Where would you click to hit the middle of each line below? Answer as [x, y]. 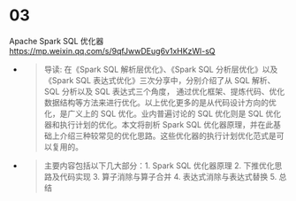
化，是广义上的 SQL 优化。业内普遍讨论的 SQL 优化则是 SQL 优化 [163, 113]
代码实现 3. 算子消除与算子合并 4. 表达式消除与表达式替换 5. [168, 176]
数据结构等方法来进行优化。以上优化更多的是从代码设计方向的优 [160, 102]
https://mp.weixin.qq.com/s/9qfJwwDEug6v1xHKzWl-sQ [112, 50]
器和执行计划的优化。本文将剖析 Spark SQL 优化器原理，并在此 [159, 124]
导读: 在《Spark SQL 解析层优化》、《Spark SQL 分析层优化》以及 [161, 69]
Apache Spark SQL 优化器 [57, 41]
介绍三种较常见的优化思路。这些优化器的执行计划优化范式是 [168, 135]
